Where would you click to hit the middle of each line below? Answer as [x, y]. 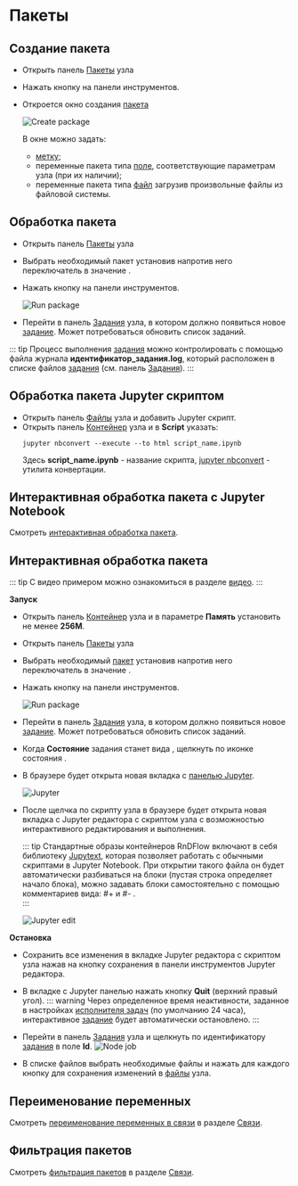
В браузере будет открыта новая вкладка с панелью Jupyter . [138, 776]
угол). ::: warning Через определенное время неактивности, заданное [155, 1001]
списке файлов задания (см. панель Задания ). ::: [101, 367]
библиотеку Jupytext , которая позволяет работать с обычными [143, 856]
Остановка [30, 938]
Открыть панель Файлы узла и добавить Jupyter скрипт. [129, 417]
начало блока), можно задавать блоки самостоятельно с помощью [151, 885]
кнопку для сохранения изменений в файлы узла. [117, 1073]
